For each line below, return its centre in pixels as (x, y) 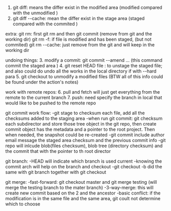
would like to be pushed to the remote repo (51, 103)
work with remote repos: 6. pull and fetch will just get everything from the (83, 92)
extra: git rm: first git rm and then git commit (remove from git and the (79, 34)
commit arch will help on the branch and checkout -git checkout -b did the (84, 166)
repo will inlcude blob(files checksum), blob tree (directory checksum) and (84, 146)
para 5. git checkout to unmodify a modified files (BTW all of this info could (84, 76)
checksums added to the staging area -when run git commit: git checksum (84, 118)
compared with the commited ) (45, 24)
